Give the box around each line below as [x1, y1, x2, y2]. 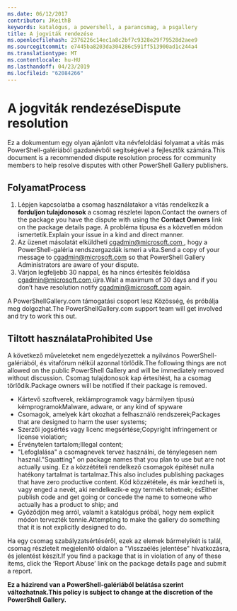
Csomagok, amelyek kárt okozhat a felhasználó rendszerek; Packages [17, 410, 221, 418]
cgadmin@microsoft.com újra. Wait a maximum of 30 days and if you [17, 275, 218, 284]
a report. [7, 567, 33, 576]
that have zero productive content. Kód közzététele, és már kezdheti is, [17, 478, 225, 486]
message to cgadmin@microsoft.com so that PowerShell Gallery [17, 253, 205, 262]
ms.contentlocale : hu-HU [7, 57, 81, 64]
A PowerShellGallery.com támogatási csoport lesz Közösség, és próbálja [7, 297, 219, 305]
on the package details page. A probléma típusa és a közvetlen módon [17, 223, 224, 232]
